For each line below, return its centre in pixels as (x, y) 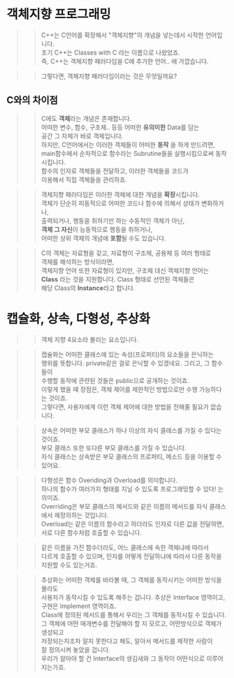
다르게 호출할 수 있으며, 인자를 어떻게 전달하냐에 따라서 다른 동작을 (131, 556)
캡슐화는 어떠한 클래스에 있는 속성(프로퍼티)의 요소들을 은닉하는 (127, 354)
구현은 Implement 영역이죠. (79, 606)
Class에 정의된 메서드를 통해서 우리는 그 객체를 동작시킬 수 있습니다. (134, 614)
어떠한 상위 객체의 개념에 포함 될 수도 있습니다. (103, 238)
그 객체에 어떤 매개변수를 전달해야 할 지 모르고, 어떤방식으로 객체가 (131, 623)
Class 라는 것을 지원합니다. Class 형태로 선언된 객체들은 (118, 279)
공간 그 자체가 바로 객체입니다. (82, 136)
